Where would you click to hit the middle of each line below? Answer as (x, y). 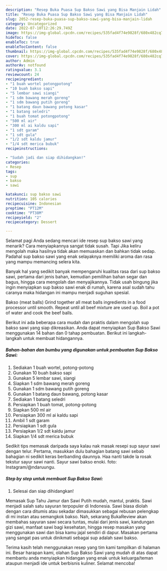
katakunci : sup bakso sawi (33, 195)
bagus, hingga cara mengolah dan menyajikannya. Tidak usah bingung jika (82, 282)
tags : (11, 171)
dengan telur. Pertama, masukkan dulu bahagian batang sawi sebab (75, 452)
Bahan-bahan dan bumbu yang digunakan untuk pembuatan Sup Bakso (82, 349)
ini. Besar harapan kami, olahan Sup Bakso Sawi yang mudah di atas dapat (82, 553)
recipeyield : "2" (24, 218)
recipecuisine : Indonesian (33, 204)
